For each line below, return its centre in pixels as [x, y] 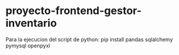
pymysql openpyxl [28, 46]
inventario [31, 23]
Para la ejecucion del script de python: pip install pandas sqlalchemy [89, 39]
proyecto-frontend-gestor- [73, 11]
